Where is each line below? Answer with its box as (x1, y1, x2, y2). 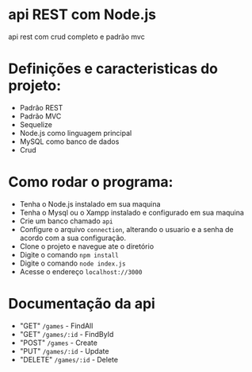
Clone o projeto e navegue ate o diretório (19, 241, 155, 251)
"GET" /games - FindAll (19, 320, 94, 331)
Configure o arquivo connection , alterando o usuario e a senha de (19, 224, 234, 234)
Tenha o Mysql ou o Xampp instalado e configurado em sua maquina (19, 207, 244, 217)
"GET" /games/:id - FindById (19, 329, 114, 339)
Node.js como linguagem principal (19, 128, 132, 138)
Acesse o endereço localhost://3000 (19, 266, 143, 276)
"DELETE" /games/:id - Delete (19, 355, 119, 364)
